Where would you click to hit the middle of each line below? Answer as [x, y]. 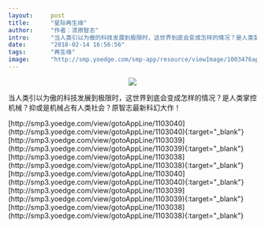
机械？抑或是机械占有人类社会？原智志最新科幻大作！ [95, 107]
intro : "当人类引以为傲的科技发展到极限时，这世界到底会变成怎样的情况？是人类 [131, 37]
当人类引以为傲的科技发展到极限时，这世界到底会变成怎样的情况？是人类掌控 [132, 97]
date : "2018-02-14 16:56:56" [67, 45]
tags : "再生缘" [42, 52]
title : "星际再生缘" [48, 23]
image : [19, 60]
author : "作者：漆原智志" [54, 30]
